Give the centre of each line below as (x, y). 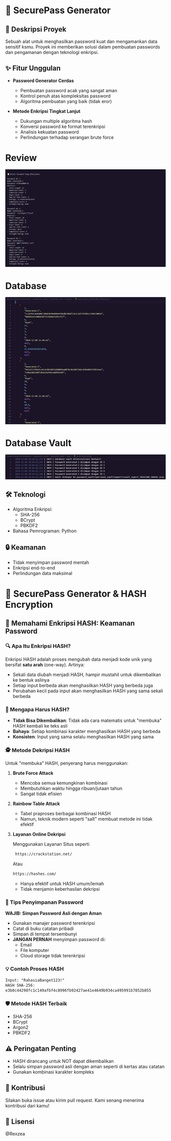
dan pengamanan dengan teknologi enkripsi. (52, 52)
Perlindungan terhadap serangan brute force (67, 137)
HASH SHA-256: (20, 985)
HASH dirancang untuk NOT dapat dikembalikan (63, 1061)
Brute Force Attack (33, 773)
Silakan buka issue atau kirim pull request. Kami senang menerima (75, 1100)
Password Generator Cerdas (43, 81)
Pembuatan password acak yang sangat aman (69, 90)
